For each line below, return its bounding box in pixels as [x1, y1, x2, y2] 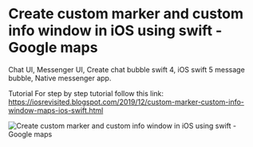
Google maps [8, 39, 98, 56]
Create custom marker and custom [8, 5, 244, 23]
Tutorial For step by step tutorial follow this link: [8, 88, 164, 98]
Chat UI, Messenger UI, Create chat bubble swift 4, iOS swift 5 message [8, 64, 245, 74]
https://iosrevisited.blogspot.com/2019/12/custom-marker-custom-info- [8, 97, 245, 106]
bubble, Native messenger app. [8, 73, 112, 83]
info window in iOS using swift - [8, 21, 223, 40]
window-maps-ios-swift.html [8, 105, 104, 115]
